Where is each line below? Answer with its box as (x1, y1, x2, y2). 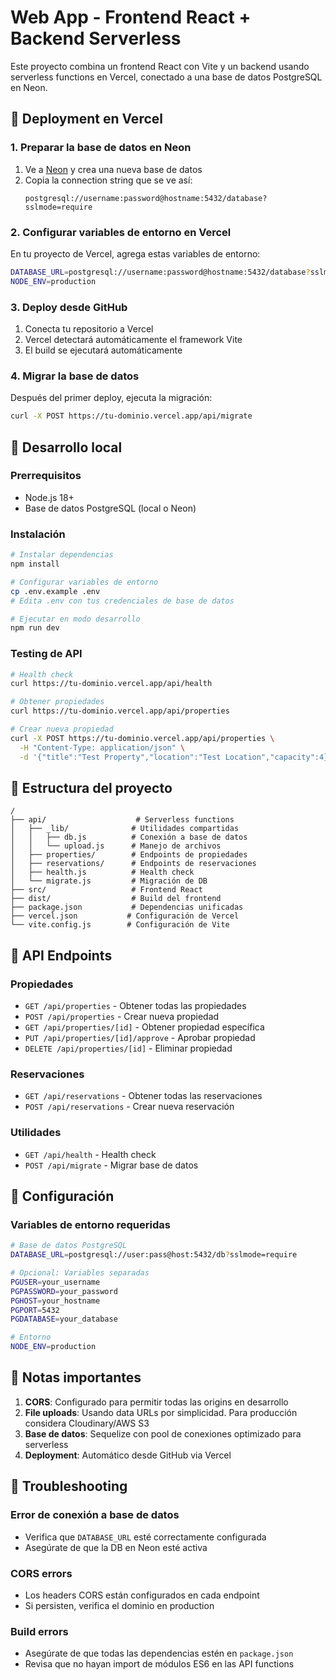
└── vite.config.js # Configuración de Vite (10, 920, 230, 930)
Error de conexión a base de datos (10, 1508, 180, 1522)
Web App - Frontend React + (10, 6, 252, 29)
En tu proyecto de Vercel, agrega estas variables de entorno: (10, 247, 261, 260)
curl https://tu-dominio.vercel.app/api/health (10, 679, 213, 689)
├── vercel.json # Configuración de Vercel (10, 911, 240, 921)
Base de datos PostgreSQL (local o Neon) (24, 502, 197, 514)
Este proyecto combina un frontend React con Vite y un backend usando (10, 60, 310, 72)
